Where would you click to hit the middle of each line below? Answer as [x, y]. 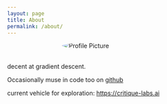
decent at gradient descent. [47, 67]
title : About [26, 20]
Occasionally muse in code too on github [65, 80]
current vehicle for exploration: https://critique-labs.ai [83, 93]
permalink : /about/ [35, 26]
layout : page [26, 13]
